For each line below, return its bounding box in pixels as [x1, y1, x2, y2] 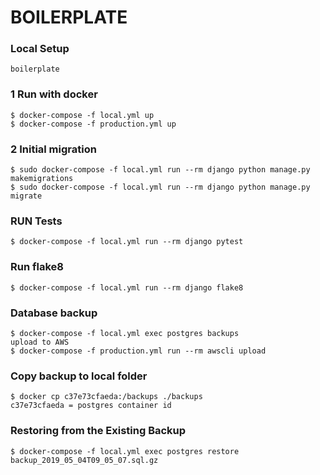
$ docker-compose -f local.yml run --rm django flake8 [10, 282, 244, 293]
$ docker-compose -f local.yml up [10, 110, 155, 120]
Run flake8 [10, 260, 64, 274]
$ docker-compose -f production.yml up [10, 119, 177, 129]
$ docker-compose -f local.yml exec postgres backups [10, 328, 240, 338]
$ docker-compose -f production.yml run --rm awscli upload [10, 346, 267, 356]
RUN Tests [10, 214, 63, 228]
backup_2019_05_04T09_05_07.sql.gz [10, 455, 159, 465]
